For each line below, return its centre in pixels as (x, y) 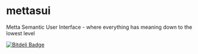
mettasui (28, 11)
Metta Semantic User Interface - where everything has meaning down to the (99, 27)
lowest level (21, 33)
